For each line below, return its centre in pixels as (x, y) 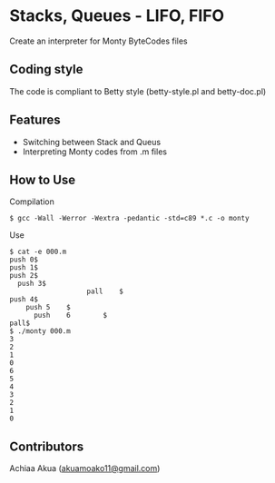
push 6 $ (70, 315)
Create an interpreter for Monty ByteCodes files (98, 41)
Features (35, 120)
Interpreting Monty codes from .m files (95, 152)
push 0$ (24, 260)
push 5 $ (48, 308)
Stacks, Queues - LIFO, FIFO (117, 16)
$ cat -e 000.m (38, 252)
